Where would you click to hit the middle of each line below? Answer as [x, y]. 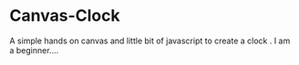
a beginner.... [34, 50]
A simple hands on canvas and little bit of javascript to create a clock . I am [150, 41]
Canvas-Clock [65, 16]
